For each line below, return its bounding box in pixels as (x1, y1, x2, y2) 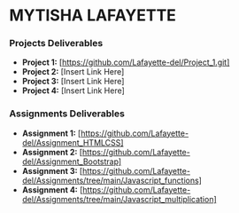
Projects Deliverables (9, 37, 104, 50)
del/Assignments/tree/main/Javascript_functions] (21, 175, 202, 185)
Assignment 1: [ (21, 128, 81, 138)
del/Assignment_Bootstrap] (21, 156, 122, 167)
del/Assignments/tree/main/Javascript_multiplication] (21, 193, 217, 204)
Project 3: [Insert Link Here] (21, 76, 125, 87)
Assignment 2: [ (21, 146, 82, 157)
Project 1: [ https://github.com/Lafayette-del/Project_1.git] (21, 57, 230, 67)
